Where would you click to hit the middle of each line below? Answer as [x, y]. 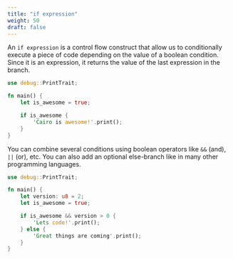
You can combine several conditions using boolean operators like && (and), [117, 149]
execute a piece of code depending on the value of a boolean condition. [113, 55]
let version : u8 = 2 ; [52, 196]
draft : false [27, 27]
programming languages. [44, 164]
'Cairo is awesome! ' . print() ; [78, 122]
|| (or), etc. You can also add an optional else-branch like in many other [113, 157]
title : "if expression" [43, 14]
